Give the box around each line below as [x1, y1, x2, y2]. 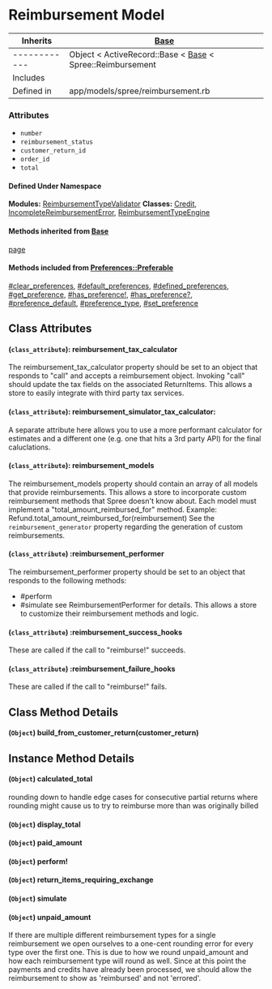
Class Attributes [8, 322, 92, 336]
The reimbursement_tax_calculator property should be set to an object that [8, 363, 258, 372]
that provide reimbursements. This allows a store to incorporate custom [8, 487, 247, 497]
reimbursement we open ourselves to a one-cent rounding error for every [8, 939, 253, 948]
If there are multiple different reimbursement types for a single [8, 931, 216, 940]
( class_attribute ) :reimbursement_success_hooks [8, 627, 183, 637]
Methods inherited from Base [8, 226, 109, 236]
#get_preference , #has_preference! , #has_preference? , [8, 290, 193, 299]
